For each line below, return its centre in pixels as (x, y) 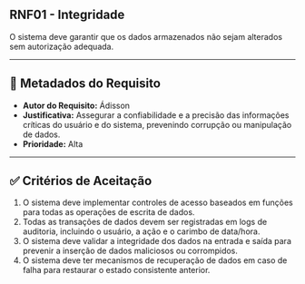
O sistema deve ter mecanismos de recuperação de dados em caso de (155, 260)
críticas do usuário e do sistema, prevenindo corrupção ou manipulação (157, 124)
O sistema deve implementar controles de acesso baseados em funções (157, 202)
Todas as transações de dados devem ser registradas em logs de (145, 222)
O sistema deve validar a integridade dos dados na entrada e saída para (157, 241)
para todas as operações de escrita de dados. (108, 212)
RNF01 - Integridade (67, 15)
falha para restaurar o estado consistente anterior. (116, 270)
